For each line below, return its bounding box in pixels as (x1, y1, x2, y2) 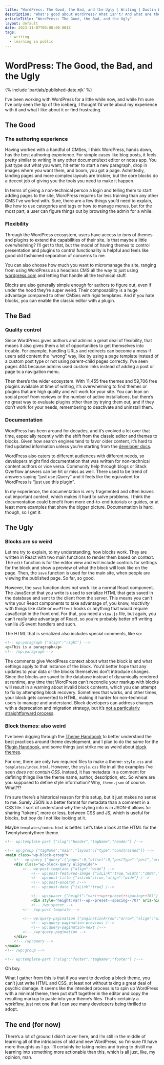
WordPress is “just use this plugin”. (5, 479, 75, 485)
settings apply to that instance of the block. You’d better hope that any (5, 663, 147, 669)
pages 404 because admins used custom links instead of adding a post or (5, 364, 155, 370)
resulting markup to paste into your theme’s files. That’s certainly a (5, 996, 139, 1002)
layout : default (5, 21, 38, 26)
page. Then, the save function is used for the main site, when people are (5, 570, 150, 576)
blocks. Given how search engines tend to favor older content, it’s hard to (5, 438, 153, 444)
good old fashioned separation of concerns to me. (5, 252, 106, 258)
